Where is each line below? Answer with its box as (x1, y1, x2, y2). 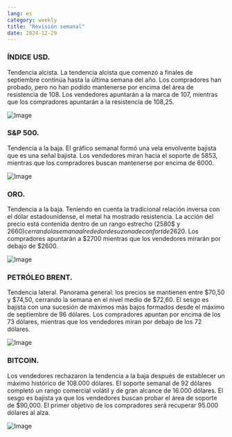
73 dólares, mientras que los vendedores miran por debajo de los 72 (7, 318, 202, 326)
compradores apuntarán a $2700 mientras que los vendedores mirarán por (7, 235, 222, 243)
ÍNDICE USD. (7, 53, 51, 62)
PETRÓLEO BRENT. (7, 273, 73, 283)
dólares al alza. (7, 408, 51, 416)
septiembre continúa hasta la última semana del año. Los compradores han (7, 75, 222, 84)
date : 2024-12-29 (7, 29, 57, 37)
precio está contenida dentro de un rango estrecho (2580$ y (7, 220, 181, 229)
